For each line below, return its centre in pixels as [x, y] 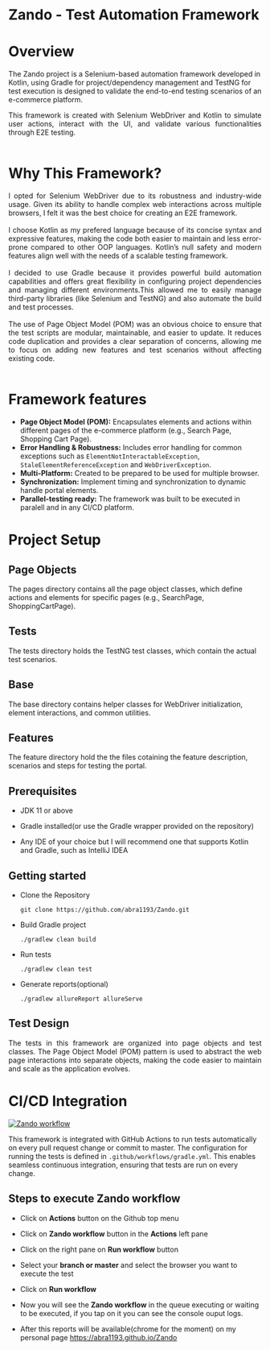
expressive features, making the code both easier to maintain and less [125, 238]
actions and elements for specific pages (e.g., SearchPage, [106, 597]
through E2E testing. [42, 133]
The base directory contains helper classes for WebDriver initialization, [126, 704]
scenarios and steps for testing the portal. [78, 766]
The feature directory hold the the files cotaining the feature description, [128, 757]
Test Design [39, 1023]
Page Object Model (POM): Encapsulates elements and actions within [135, 422]
